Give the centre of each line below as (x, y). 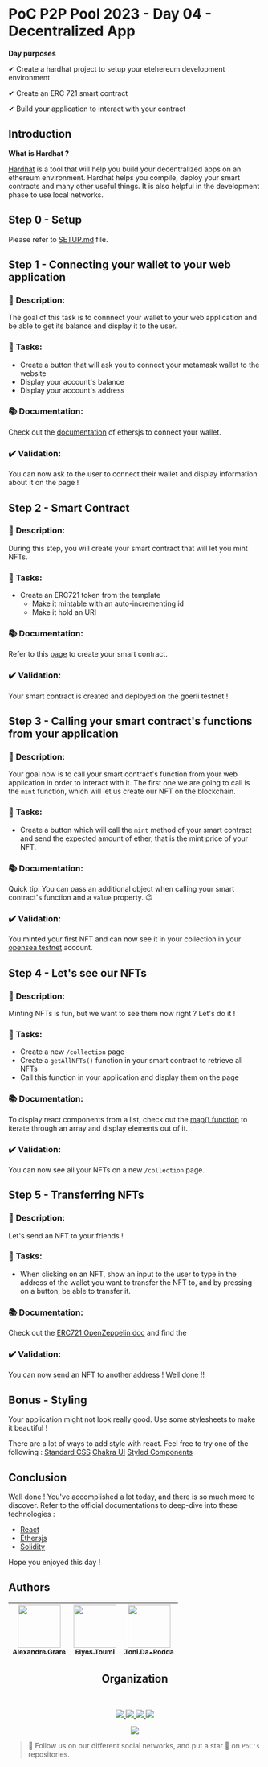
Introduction (40, 134)
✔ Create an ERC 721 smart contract (68, 93)
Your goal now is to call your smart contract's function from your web (123, 774)
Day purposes (32, 53)
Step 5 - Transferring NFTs (76, 1195)
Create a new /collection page (72, 1052)
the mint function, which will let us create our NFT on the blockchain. (122, 791)
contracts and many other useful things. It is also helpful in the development (134, 186)
